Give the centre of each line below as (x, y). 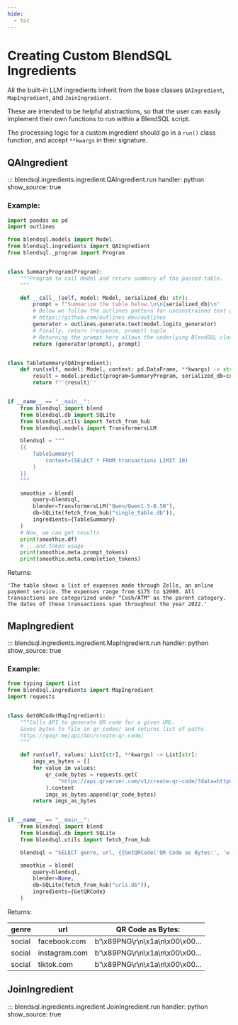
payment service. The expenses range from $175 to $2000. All (101, 592)
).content (59, 788)
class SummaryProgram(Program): (55, 271)
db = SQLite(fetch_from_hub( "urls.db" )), (92, 885)
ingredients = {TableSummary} (74, 520)
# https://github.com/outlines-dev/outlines (100, 318)
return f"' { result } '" (65, 383)
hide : (15, 14)
